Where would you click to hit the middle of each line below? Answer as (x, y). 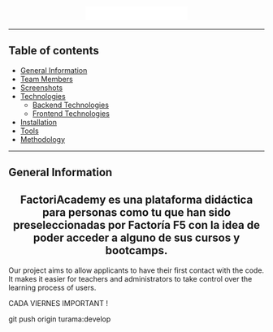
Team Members (46, 79)
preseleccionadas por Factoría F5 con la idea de (136, 225)
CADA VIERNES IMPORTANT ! (58, 303)
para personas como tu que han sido (136, 213)
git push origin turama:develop (60, 319)
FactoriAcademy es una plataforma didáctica (136, 200)
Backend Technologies (71, 105)
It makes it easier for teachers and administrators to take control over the (130, 278)
